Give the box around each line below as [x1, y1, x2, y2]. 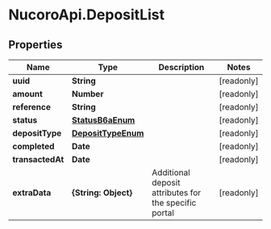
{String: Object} [71, 187, 133, 198]
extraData [12, 187, 52, 198]
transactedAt [12, 154, 65, 164]
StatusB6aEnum [71, 114, 135, 126]
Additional [152, 167, 191, 178]
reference [12, 102, 51, 112]
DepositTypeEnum [71, 127, 144, 139]
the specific [152, 198, 197, 208]
